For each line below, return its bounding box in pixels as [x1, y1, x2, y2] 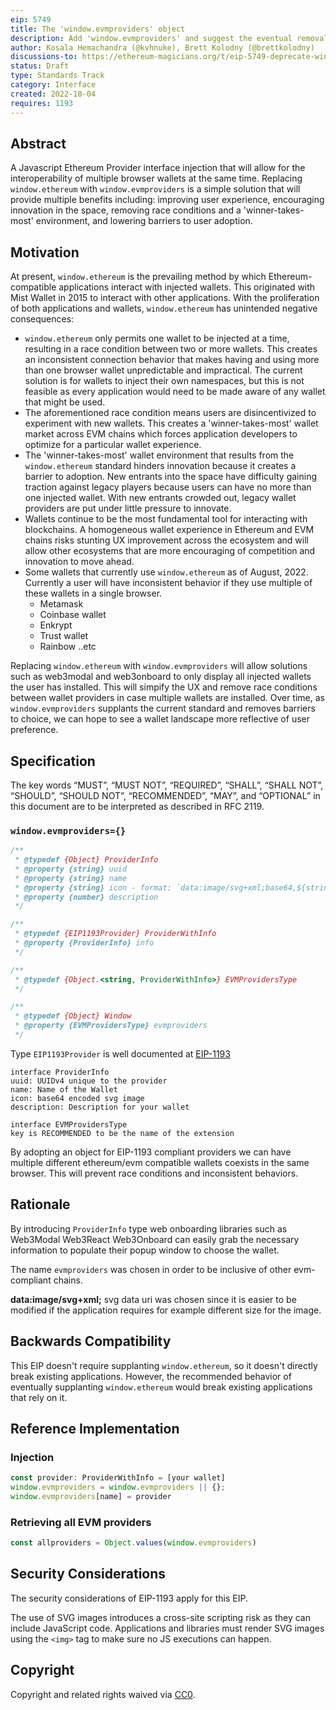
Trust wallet [39, 630, 89, 642]
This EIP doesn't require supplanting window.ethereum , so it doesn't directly [10, 1359, 318, 1371]
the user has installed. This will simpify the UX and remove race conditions [10, 681, 318, 693]
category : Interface [10, 80, 97, 90]
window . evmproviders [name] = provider [10, 1492, 172, 1502]
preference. [10, 724, 59, 736]
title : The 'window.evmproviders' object [10, 24, 186, 34]
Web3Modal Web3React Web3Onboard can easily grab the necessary [10, 1233, 300, 1245]
